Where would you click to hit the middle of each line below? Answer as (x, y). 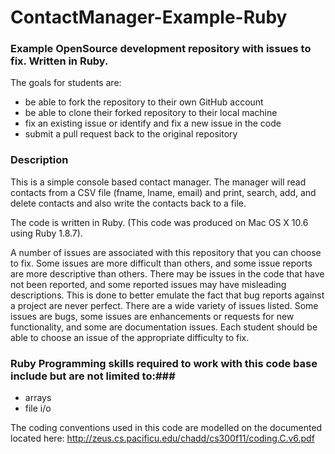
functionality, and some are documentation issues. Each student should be (164, 327)
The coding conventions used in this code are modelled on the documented (166, 428)
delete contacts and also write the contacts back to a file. (128, 203)
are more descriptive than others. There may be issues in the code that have (167, 273)
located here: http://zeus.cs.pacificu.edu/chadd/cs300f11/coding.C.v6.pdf (162, 438)
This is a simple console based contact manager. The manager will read (158, 182)
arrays (38, 398)
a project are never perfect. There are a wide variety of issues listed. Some (164, 305)
